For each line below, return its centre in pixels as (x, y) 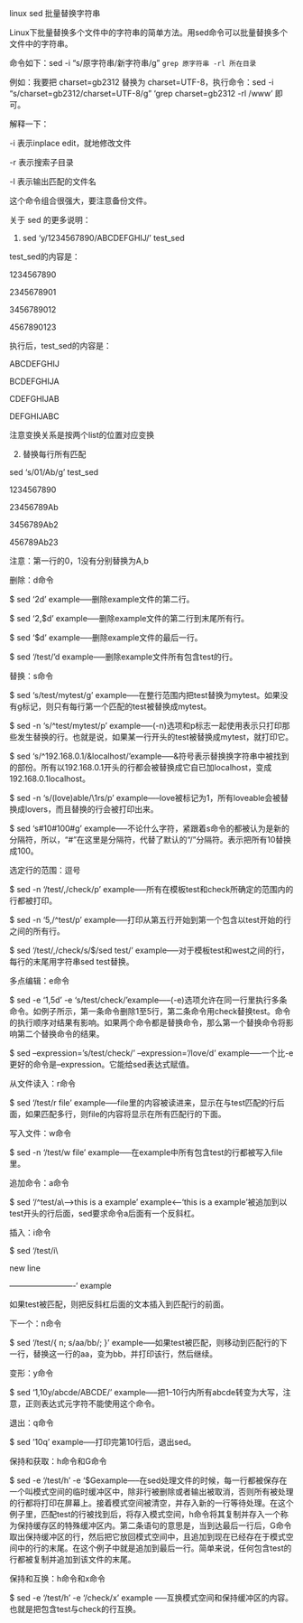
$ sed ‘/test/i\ (34, 1250)
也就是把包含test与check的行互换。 (75, 1609)
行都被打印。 (33, 900)
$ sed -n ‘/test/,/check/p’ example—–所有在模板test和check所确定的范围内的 (151, 889)
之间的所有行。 (37, 931)
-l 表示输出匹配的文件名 (53, 182)
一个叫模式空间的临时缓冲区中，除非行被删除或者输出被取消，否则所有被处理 (151, 1492)
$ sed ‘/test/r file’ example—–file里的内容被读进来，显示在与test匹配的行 (143, 1103)
